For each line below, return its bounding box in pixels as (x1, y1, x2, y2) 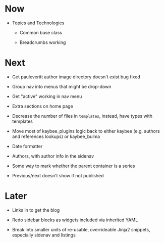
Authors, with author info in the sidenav (12, 153, 94, 159)
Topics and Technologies (12, 20, 65, 26)
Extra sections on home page (12, 103, 74, 109)
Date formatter (12, 143, 43, 149)
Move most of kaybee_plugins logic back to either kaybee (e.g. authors (12, 128, 160, 134)
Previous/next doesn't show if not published (12, 172, 104, 178)
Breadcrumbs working (19, 39, 66, 45)
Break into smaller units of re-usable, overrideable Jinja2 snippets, (12, 226, 150, 232)
